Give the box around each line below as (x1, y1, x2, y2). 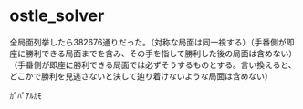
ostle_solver (9, 5, 105, 26)
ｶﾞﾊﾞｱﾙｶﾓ (9, 90, 42, 101)
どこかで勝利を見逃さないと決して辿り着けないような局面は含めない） (9, 70, 273, 82)
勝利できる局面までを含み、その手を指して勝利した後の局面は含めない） (25, 47, 298, 59)
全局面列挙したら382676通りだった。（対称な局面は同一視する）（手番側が (9, 36, 287, 47)
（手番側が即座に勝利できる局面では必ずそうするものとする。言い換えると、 (9, 59, 297, 70)
